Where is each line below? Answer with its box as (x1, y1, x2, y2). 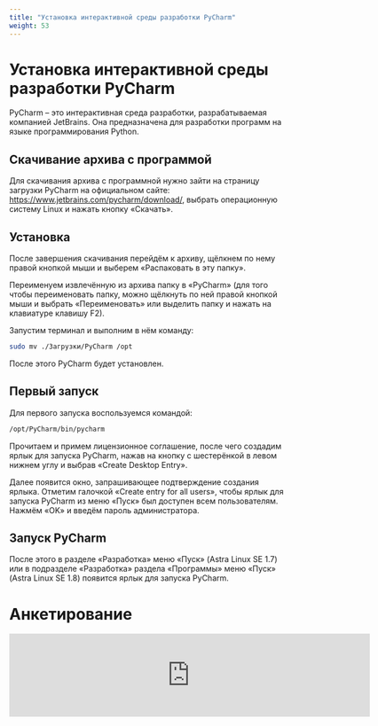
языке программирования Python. (9, 126, 139, 137)
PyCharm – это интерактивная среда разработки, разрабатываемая (9, 107, 268, 118)
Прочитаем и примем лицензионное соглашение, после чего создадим (9, 441, 282, 451)
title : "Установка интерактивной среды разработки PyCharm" (9, 12, 237, 22)
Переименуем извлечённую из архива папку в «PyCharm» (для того (9, 280, 269, 291)
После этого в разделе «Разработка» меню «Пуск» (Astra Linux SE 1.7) (9, 554, 278, 565)
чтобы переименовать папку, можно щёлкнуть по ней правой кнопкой (9, 289, 278, 300)
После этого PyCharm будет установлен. (9, 358, 164, 369)
